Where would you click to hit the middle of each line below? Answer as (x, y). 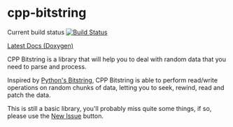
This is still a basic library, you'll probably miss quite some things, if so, (110, 108)
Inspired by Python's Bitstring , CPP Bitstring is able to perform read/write (113, 80)
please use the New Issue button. (55, 116)
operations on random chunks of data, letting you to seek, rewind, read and (116, 87)
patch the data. (29, 95)
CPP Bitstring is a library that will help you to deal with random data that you (116, 59)
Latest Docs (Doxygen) (40, 45)
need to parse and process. (47, 66)
